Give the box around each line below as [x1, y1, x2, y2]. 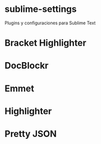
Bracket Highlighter [4, 37, 87, 49]
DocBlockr [4, 60, 49, 72]
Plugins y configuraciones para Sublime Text [4, 20, 96, 26]
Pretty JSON [4, 128, 57, 140]
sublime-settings [4, 3, 77, 15]
